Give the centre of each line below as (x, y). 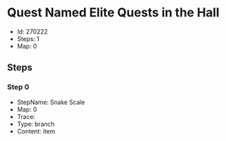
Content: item (36, 131)
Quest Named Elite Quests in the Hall (113, 13)
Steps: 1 (28, 38)
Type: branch (36, 124)
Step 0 (18, 87)
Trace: (26, 116)
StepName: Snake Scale (51, 102)
